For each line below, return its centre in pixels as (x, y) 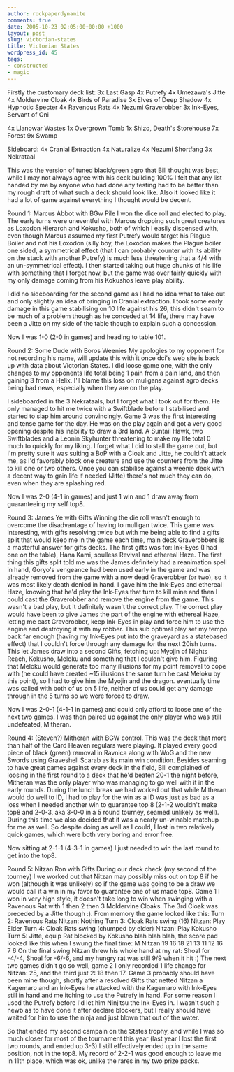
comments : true (29, 20)
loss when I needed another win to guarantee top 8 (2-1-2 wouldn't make (112, 804)
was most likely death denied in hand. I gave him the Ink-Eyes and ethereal (115, 584)
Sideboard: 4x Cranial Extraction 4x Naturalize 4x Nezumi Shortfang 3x (110, 149)
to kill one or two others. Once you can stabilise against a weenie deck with (116, 468)
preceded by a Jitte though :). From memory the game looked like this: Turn (116, 913)
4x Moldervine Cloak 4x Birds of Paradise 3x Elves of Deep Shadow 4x (109, 99)
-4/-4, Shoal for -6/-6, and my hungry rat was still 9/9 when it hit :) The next (117, 958)
